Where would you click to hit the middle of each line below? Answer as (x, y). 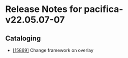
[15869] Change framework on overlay (53, 50)
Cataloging (23, 38)
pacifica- (103, 9)
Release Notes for (44, 9)
